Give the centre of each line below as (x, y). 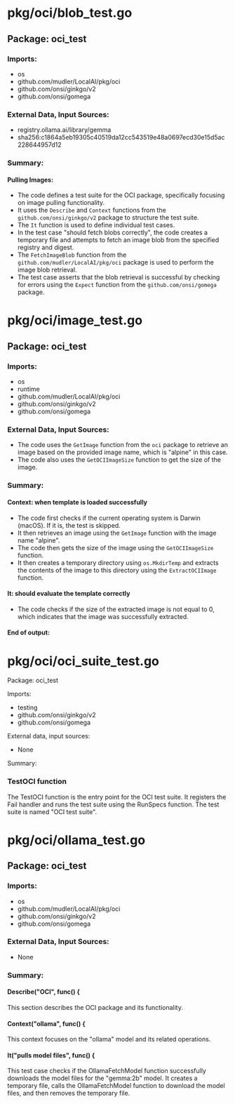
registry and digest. (46, 248)
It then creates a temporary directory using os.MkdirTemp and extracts (118, 562)
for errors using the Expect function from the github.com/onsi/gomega (117, 285)
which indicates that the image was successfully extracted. (103, 616)
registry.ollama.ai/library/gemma (64, 130)
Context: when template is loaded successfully (78, 502)
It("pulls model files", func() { (51, 1055)
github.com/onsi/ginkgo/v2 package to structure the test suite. (108, 218)
